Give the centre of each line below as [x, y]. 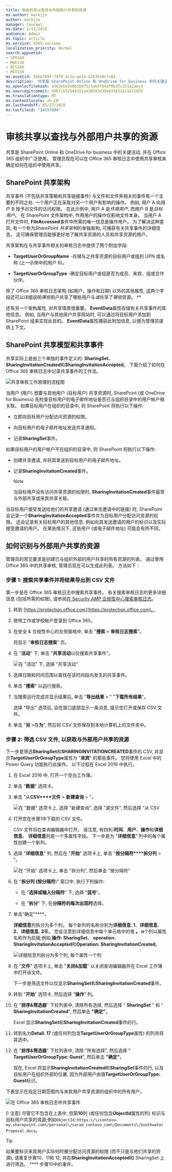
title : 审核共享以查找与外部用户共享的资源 [46, 10]
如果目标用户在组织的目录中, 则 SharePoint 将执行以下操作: [82, 406]
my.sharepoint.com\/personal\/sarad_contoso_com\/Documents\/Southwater [85, 1125]
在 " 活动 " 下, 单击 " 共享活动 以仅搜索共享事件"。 [63, 653]
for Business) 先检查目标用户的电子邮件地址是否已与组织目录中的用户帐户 [83, 399]
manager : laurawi [24, 24]
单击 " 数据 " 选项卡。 [34, 786]
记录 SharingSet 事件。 [36, 438]
